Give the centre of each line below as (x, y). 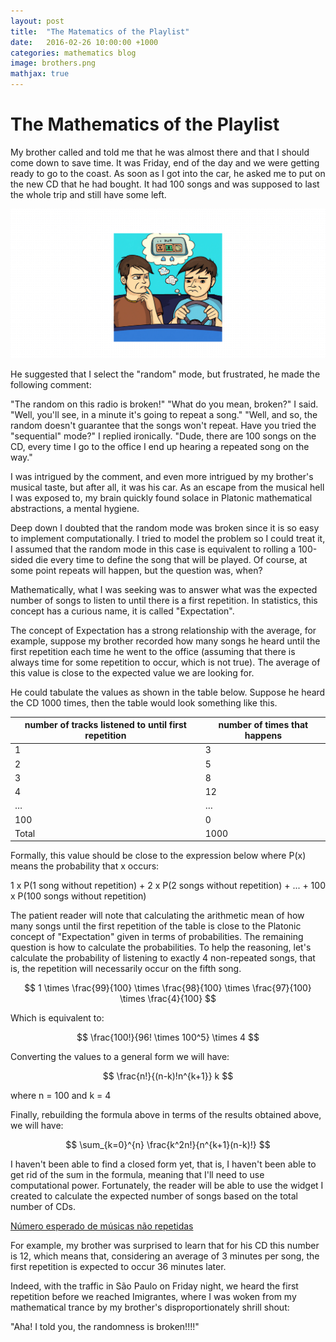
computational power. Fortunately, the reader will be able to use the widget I (167, 1186)
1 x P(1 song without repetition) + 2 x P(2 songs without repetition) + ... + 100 (168, 886)
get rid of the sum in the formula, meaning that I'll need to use (137, 1175)
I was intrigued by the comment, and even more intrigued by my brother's (162, 476)
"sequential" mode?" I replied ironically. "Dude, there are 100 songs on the (163, 436)
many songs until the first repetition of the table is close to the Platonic (156, 926)
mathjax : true (40, 74)
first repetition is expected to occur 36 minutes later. (118, 1267)
